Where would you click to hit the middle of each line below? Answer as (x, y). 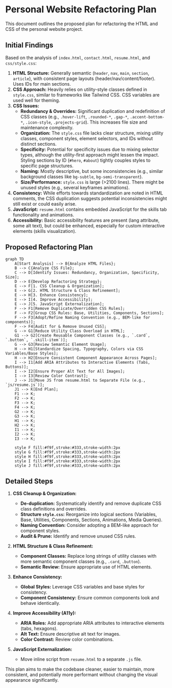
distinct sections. (39, 144)
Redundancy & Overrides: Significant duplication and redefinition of (93, 111)
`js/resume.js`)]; (25, 385)
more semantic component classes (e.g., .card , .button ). (81, 562)
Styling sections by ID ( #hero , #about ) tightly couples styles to (85, 160)
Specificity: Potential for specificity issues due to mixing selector (90, 149)
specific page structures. (47, 166)
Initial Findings (30, 45)
